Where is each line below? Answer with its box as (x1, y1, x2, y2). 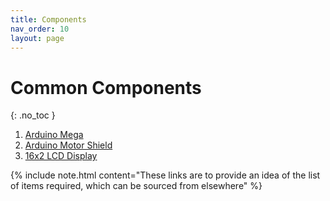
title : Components (10, 14, 87, 25)
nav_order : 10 (10, 24, 70, 34)
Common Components (10, 76, 202, 99)
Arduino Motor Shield (24, 139, 113, 151)
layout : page (10, 33, 65, 43)
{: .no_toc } (10, 109, 56, 121)
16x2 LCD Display (24, 150, 98, 162)
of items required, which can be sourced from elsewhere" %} (10, 180, 263, 192)
